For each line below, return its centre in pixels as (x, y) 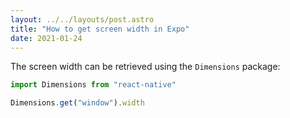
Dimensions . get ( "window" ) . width (77, 103)
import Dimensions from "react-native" (93, 85)
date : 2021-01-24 (46, 38)
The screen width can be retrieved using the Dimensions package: (145, 67)
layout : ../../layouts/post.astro (82, 19)
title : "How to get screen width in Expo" (100, 29)
